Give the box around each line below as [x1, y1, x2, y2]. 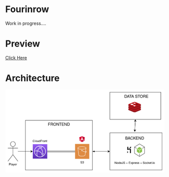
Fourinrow [5, 4, 50, 15]
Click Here [5, 55, 27, 61]
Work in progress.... [5, 20, 47, 26]
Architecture [5, 72, 60, 84]
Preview [5, 38, 40, 50]
